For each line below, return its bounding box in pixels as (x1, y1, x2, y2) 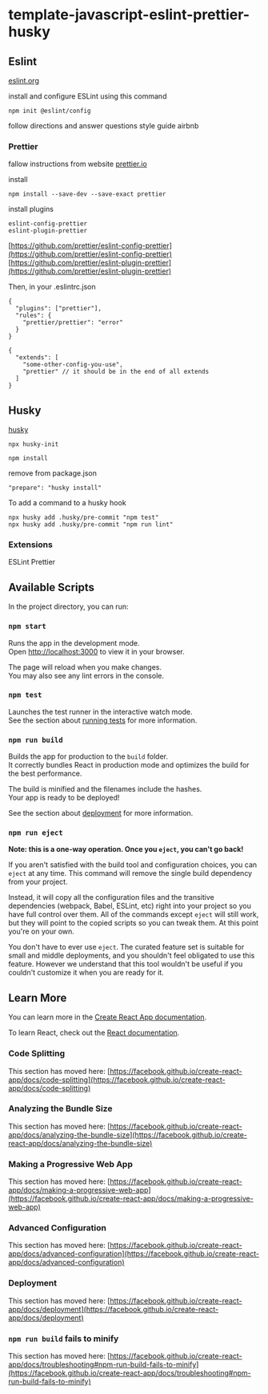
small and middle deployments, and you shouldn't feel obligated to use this (8, 950, 255, 960)
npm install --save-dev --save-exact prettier (8, 190, 166, 198)
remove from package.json (8, 468, 98, 478)
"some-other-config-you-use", (22, 361, 124, 369)
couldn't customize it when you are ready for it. (8, 968, 164, 978)
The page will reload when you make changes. (8, 662, 162, 671)
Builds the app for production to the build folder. (8, 752, 169, 761)
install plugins (8, 205, 54, 214)
